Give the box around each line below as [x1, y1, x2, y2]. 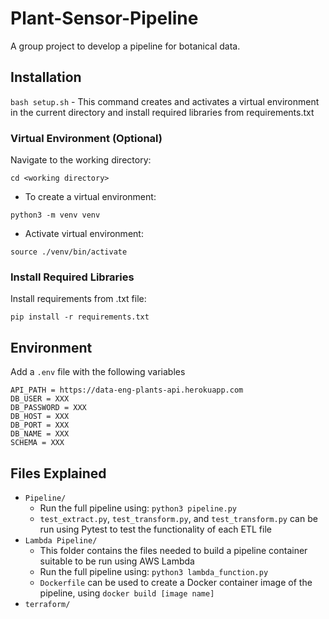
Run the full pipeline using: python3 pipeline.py [39, 502, 237, 514]
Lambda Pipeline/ [24, 535, 98, 546]
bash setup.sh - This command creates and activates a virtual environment [10, 95, 320, 107]
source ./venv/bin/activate [10, 247, 128, 257]
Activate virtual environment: [24, 228, 144, 240]
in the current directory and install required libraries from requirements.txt [10, 106, 315, 118]
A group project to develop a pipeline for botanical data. [10, 40, 241, 52]
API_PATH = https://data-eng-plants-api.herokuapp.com [10, 385, 244, 396]
